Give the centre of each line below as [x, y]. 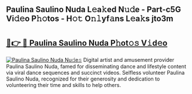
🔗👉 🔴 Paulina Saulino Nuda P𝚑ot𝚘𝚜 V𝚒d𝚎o [87, 43]
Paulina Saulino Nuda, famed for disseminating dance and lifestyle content [96, 66]
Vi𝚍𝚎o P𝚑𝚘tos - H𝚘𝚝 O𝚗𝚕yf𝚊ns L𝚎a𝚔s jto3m [90, 19]
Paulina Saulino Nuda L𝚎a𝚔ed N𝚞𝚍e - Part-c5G [94, 10]
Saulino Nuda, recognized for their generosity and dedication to [83, 79]
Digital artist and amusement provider [129, 60]
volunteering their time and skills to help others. [64, 85]
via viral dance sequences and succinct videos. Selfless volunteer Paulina [95, 73]
